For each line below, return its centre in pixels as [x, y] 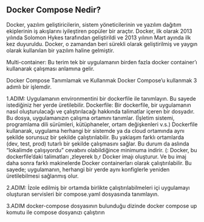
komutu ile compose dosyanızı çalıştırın [56, 212]
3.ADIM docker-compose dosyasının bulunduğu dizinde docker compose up [102, 206]
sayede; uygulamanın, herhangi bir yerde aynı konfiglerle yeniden [88, 169]
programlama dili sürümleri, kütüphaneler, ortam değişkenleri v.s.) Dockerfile [102, 124]
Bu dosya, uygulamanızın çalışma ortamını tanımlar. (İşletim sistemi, [90, 118]
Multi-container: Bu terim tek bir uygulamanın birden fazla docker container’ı [102, 62]
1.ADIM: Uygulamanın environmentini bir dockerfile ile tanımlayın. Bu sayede [101, 98]
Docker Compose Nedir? [54, 10]
